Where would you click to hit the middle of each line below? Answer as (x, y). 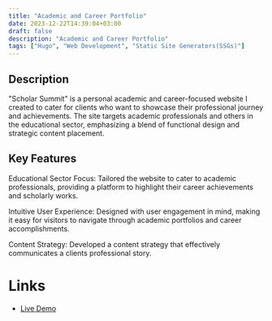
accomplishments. (39, 228)
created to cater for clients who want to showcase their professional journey (136, 107)
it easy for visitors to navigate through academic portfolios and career (125, 219)
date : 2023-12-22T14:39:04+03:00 (65, 24)
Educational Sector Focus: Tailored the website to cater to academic (123, 178)
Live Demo (38, 308)
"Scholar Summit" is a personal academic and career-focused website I (128, 98)
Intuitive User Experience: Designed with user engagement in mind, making (134, 211)
